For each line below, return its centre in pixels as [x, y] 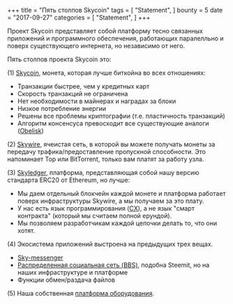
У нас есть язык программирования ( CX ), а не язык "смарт [106, 208]
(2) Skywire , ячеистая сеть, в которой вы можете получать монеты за [111, 144]
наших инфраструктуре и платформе [72, 272]
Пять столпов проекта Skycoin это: [59, 59]
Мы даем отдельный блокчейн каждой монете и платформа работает [121, 193]
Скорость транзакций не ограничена [73, 94]
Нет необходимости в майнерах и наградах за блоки [97, 101]
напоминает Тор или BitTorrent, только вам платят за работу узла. [106, 159]
